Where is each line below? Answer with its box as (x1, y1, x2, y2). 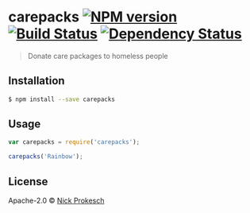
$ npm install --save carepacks (8, 95, 115, 103)
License (8, 175, 48, 188)
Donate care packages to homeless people (27, 51, 168, 60)
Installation (8, 74, 65, 87)
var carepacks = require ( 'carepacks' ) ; (8, 138, 140, 146)
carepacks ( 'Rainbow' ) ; (8, 153, 83, 161)
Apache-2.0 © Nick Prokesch (8, 196, 105, 205)
